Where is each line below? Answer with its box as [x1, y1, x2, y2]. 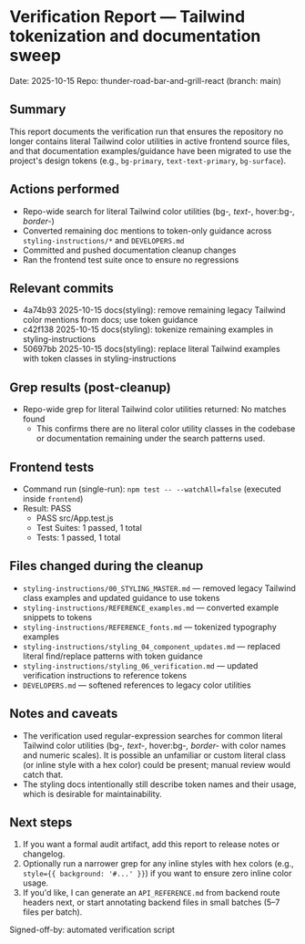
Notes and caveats [9, 706, 118, 721]
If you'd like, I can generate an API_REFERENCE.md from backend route [22, 887, 280, 898]
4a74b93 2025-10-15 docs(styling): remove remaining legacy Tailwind [22, 305, 286, 316]
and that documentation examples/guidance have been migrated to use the [9, 145, 291, 156]
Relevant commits [9, 280, 114, 296]
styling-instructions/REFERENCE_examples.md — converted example [22, 602, 280, 613]
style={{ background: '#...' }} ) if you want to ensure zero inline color [22, 868, 292, 879]
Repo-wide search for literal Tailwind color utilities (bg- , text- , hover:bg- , [22, 205, 296, 216]
